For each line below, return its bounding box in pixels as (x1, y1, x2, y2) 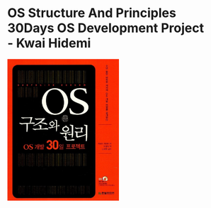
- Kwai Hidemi (7, 35, 91, 51)
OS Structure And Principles (7, 5, 177, 21)
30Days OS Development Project (7, 20, 205, 36)
